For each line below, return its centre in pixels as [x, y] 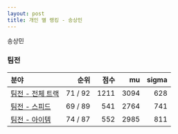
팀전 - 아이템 [31, 119]
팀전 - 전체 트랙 [35, 93]
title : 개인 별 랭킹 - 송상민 [45, 20]
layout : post [26, 14]
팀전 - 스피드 [31, 106]
